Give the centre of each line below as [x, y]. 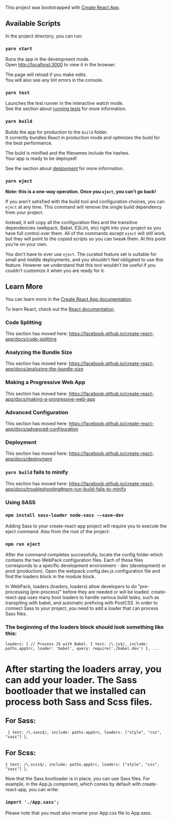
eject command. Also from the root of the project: [58, 531]
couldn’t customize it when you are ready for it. [55, 270]
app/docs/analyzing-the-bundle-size [44, 369]
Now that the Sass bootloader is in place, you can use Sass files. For [78, 779]
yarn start [19, 49]
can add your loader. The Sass [71, 680]
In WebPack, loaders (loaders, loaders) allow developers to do [71, 587]
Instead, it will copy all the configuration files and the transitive [71, 222]
